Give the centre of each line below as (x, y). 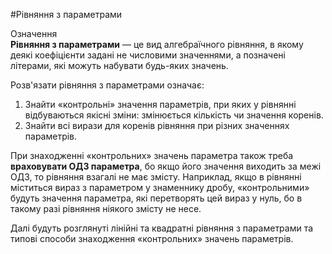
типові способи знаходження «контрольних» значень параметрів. (152, 238)
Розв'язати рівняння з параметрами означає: (107, 85)
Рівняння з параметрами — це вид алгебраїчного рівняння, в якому (157, 44)
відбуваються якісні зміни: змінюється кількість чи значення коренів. (174, 115)
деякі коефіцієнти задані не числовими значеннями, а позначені (148, 55)
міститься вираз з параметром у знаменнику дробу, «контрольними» (160, 187)
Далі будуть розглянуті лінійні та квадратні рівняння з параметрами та (162, 228)
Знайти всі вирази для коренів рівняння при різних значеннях (157, 125)
